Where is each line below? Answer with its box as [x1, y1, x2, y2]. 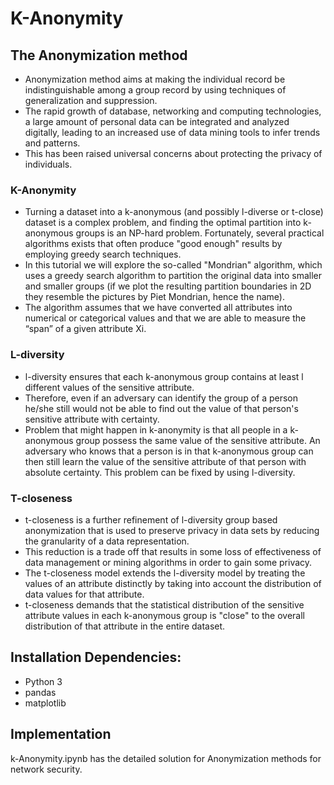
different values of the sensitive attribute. [24, 381, 195, 393]
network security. [10, 763, 83, 775]
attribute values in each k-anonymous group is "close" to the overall [24, 609, 305, 621]
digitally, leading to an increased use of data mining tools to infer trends [24, 127, 321, 138]
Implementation [10, 726, 112, 743]
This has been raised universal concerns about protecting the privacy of [24, 148, 323, 159]
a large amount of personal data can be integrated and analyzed [24, 116, 290, 127]
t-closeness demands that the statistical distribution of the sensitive [24, 598, 305, 611]
